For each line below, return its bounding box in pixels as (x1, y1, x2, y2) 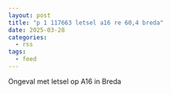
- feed (15, 56, 37, 63)
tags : (8, 48, 26, 56)
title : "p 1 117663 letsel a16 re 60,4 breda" (8, 19, 164, 27)
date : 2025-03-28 (8, 26, 65, 34)
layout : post (8, 11, 51, 20)
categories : (8, 33, 47, 42)
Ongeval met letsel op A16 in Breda (8, 76, 122, 86)
